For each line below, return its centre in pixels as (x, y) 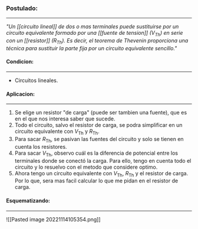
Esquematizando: (28, 201)
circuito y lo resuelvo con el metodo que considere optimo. (86, 167)
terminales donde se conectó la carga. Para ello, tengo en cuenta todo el (103, 161)
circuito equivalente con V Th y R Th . (57, 132)
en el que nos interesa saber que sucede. (65, 119)
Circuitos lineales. (36, 80)
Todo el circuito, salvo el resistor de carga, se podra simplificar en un (98, 125)
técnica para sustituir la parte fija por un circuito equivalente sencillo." (92, 48)
